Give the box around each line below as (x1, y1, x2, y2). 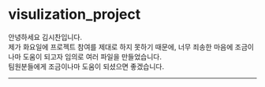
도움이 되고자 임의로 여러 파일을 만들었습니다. (22, 52, 162, 61)
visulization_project (8, 5, 141, 24)
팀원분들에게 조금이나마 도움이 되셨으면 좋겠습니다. (8, 61, 165, 71)
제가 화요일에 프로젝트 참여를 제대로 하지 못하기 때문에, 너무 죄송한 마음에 (8, 42, 233, 52)
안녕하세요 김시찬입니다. (8, 32, 83, 42)
